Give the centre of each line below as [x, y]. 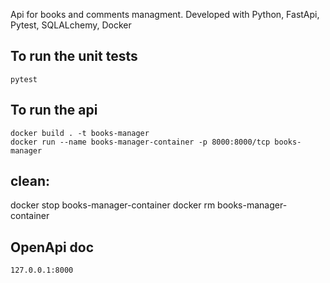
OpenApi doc [52, 247]
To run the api [54, 110]
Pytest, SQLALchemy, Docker [71, 25]
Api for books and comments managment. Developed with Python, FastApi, [165, 14]
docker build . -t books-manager [80, 133]
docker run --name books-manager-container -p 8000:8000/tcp [140, 142]
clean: [30, 181]
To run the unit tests [74, 56]
